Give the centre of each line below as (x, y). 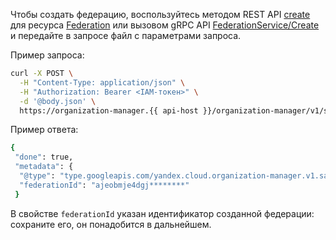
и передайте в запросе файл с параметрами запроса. (126, 35)
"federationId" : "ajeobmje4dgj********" (104, 185)
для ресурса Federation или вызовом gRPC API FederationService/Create (165, 25)
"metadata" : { (44, 167)
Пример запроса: (47, 55)
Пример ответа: (44, 130)
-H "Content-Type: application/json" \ (102, 82)
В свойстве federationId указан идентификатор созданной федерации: (162, 213)
